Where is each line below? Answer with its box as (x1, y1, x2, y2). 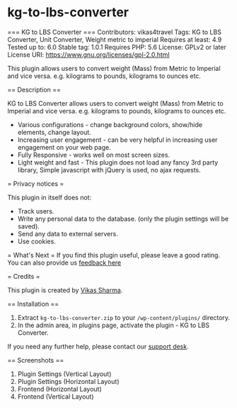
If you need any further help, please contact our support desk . (7, 342, 189, 351)
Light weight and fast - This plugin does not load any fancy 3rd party (17, 158, 219, 167)
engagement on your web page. (17, 143, 111, 151)
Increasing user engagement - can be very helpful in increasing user (17, 136, 218, 144)
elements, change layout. (17, 128, 92, 136)
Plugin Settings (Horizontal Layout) (17, 377, 120, 385)
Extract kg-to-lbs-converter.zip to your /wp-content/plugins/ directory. (17, 313, 231, 321)
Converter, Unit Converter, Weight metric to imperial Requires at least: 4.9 (7, 35, 222, 43)
